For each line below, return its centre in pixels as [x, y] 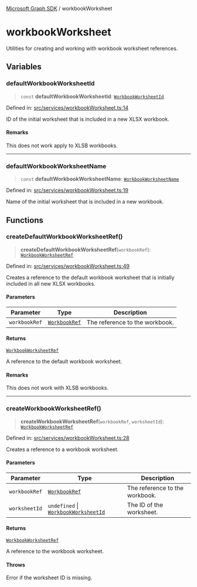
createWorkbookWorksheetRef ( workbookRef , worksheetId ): [92, 421]
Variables [24, 67]
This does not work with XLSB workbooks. [57, 388]
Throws [16, 565]
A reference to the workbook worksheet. [55, 551]
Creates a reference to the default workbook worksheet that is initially [90, 277]
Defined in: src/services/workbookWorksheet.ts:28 [68, 438]
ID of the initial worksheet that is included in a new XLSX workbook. [88, 119]
